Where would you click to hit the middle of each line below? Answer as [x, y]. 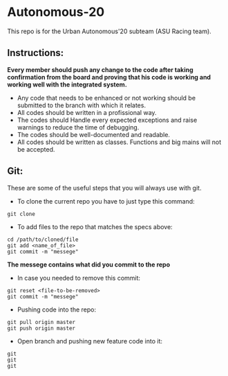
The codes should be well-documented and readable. [94, 134]
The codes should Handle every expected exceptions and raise [107, 120]
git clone [21, 214]
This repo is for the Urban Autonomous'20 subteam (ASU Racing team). [110, 31]
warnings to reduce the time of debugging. [78, 127]
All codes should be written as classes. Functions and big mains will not [119, 142]
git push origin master [41, 328]
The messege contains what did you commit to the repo [89, 265]
